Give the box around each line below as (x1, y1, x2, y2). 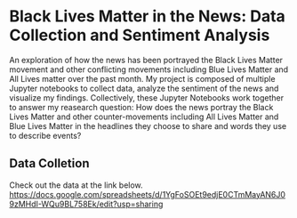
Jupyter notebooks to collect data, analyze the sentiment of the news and (9, 83, 279, 93)
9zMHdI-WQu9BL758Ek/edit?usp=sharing (9, 198, 164, 209)
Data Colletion (9, 156, 90, 171)
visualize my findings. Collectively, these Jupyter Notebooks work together (9, 92, 285, 103)
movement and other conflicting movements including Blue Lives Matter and (9, 64, 289, 75)
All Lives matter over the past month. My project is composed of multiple (9, 73, 276, 84)
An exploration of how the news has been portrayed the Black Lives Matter (9, 54, 283, 65)
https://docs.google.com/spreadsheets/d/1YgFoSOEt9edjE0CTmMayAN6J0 (9, 189, 286, 199)
